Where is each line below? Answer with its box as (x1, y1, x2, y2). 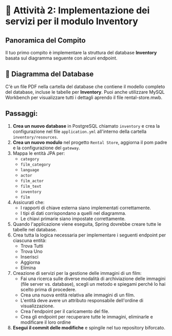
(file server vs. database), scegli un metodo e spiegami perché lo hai (20, 281, 166, 287)
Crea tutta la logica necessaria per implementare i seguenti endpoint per (12, 232, 166, 238)
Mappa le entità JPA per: (12, 150, 65, 156)
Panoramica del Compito (5, 36, 86, 45)
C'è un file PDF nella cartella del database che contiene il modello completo (5, 83, 165, 89)
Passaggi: (5, 109, 38, 118)
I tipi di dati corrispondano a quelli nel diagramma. (20, 210, 127, 216)
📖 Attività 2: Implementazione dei (5, 5, 150, 16)
